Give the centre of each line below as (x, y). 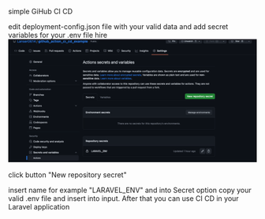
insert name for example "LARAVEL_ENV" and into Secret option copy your (130, 190)
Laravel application (39, 206)
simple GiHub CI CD (41, 11)
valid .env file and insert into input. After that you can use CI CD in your (123, 198)
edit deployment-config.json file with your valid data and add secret (118, 26)
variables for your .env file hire (58, 35)
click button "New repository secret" (68, 174)
